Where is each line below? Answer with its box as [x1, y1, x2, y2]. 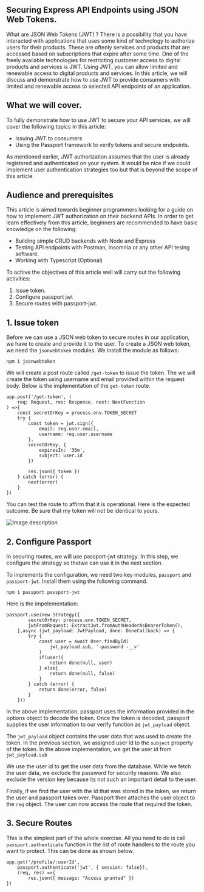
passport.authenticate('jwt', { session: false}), [17, 864, 148, 871]
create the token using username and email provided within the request [6, 376, 185, 383]
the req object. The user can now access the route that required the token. [6, 801, 192, 808]
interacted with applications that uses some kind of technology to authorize [6, 37, 195, 45]
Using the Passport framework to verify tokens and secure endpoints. [15, 141, 189, 148]
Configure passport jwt [15, 293, 73, 301]
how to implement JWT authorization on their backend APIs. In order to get [6, 213, 194, 220]
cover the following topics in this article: [6, 123, 106, 130]
